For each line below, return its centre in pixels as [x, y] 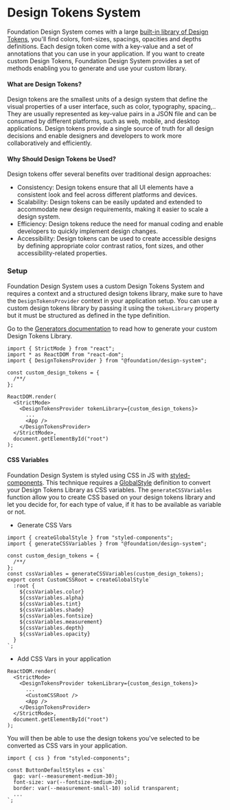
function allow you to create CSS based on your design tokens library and [111, 497]
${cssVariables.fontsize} [57, 616]
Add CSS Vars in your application [64, 659]
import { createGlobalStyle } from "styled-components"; [90, 538]
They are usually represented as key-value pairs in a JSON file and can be [112, 114]
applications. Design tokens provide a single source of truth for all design [111, 129]
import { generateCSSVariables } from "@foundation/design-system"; [107, 544]
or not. [16, 512]
